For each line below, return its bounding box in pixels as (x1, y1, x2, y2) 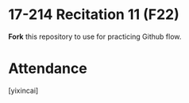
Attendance (8, 59, 87, 78)
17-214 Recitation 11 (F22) (8, 6, 180, 24)
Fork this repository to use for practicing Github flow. (8, 32, 182, 41)
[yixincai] (8, 86, 39, 95)
